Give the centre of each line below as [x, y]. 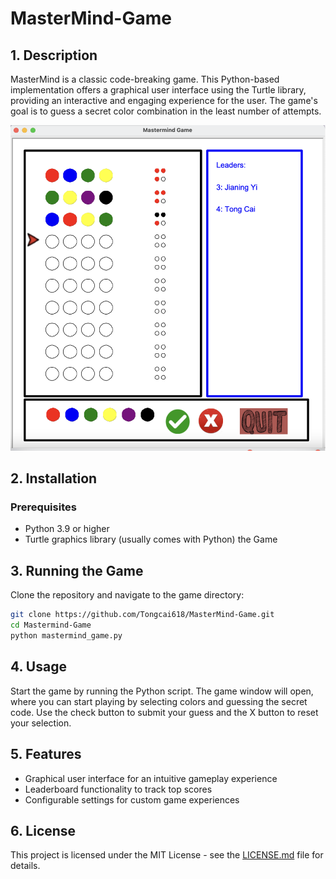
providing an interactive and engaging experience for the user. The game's [164, 100]
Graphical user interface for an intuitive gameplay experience [151, 778]
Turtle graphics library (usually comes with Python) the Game [151, 539]
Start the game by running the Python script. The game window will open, [162, 691]
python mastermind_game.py [66, 636]
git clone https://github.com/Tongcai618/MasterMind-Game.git [142, 615]
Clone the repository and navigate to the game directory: [127, 595]
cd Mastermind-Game [51, 625]
